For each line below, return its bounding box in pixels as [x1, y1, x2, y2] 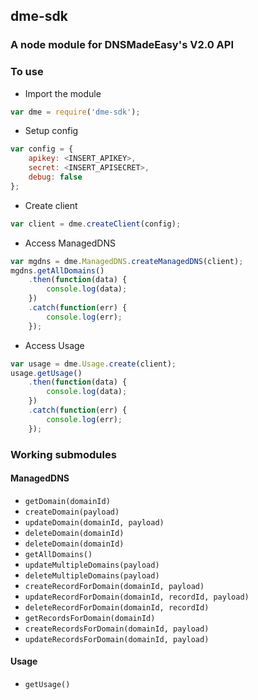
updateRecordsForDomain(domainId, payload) [24, 634, 210, 644]
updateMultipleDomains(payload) [24, 560, 160, 570]
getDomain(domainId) [24, 496, 111, 506]
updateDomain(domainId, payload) [24, 517, 165, 528]
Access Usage [24, 339, 85, 351]
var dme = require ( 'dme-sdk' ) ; [10, 107, 141, 117]
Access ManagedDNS [24, 237, 116, 249]
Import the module [24, 87, 102, 99]
